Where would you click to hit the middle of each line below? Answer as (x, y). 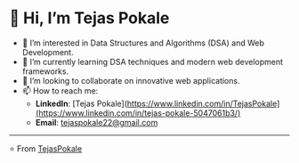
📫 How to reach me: (60, 90)
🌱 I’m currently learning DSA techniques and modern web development (152, 61)
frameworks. (45, 71)
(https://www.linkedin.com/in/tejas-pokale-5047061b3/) (138, 113)
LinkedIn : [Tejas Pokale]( (81, 103)
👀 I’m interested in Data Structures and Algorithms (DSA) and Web (143, 43)
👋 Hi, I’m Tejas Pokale (89, 18)
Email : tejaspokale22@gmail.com (97, 122)
